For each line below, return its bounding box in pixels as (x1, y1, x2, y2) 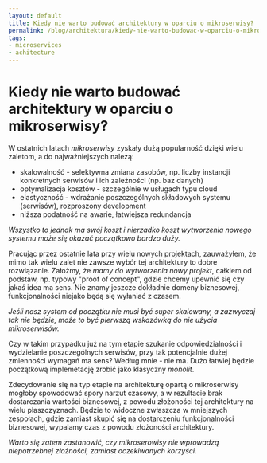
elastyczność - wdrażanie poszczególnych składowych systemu (19, 192, 230, 202)
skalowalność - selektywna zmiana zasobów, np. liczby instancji (19, 167, 230, 176)
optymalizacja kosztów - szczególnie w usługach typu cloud (19, 184, 218, 194)
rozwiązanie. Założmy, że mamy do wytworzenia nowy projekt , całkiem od (8, 265, 252, 275)
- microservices (8, 41, 62, 49)
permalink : (8, 26, 44, 34)
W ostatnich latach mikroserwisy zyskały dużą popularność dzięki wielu (8, 143, 244, 152)
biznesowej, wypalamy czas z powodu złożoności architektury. (8, 422, 215, 431)
